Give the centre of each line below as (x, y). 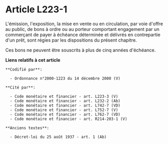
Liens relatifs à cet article (33, 60)
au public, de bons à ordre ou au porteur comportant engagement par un (82, 29)
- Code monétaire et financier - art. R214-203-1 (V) (69, 119)
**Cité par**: (21, 87)
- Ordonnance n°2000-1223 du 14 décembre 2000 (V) (65, 78)
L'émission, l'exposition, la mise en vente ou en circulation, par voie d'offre (84, 24)
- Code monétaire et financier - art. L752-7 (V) (64, 110)
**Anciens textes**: (27, 128)
